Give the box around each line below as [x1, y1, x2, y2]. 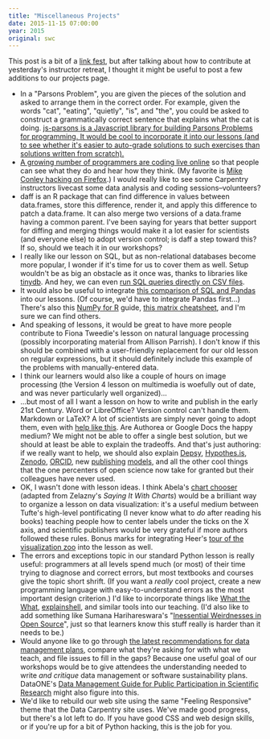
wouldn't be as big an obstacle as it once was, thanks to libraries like [19, 269, 247, 279]
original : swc [8, 34, 56, 43]
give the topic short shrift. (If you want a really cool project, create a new [19, 576, 261, 586]
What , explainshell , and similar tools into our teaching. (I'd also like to [19, 602, 249, 612]
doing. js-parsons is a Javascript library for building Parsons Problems [19, 123, 253, 133]
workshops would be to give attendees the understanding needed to [19, 662, 247, 672]
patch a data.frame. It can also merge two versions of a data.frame [19, 208, 242, 218]
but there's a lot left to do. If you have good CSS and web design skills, [19, 713, 255, 723]
